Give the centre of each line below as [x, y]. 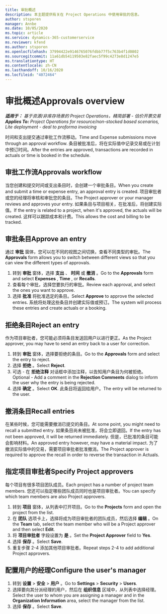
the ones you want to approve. [43, 290]
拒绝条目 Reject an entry [42, 325]
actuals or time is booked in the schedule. [48, 155]
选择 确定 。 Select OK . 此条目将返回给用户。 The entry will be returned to [87, 389]
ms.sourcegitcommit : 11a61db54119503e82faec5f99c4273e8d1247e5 [72, 56]
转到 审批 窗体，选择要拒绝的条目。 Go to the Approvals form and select [86, 354]
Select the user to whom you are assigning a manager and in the [78, 595]
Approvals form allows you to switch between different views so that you [80, 257]
